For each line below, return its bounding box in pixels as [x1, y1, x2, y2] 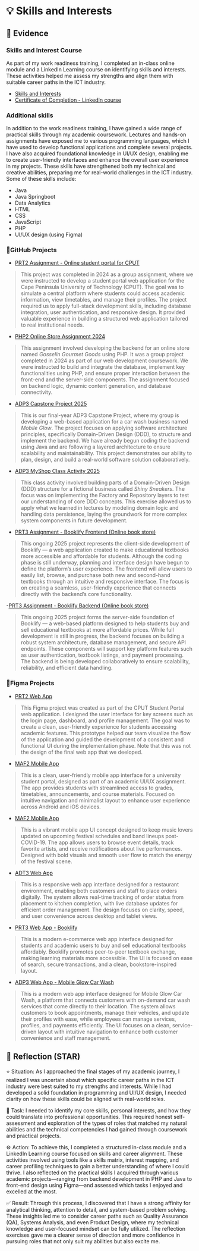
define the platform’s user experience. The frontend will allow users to [20, 565, 192, 572]
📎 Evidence [6, 28, 49, 38]
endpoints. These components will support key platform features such [20, 645, 193, 653]
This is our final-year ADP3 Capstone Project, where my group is [20, 412, 179, 419]
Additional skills [6, 111, 53, 120]
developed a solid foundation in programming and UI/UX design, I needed [6, 1089, 187, 1096]
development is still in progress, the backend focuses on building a [20, 632, 185, 640]
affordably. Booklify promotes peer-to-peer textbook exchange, [20, 948, 176, 955]
